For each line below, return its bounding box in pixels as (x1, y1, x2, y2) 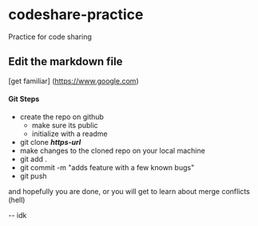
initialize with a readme (31, 129, 108, 138)
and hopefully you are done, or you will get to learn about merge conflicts (8, 186, 250, 196)
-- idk (8, 210, 27, 220)
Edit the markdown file (8, 55, 123, 68)
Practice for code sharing (8, 32, 92, 41)
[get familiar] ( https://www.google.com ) (8, 76, 139, 85)
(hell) (8, 195, 26, 205)
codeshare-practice (8, 6, 144, 24)
